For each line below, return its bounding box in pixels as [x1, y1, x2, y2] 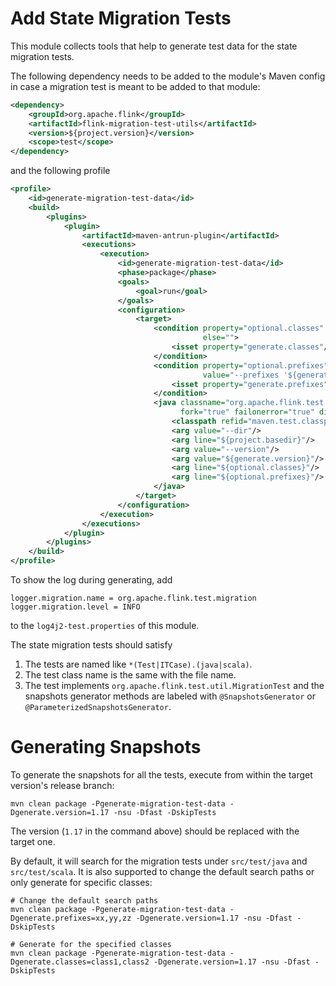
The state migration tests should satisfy [10, 639, 173, 651]
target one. [10, 836, 56, 847]
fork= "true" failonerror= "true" [180, 407, 315, 417]
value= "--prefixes [202, 370, 280, 380]
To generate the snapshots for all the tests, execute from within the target [10, 769, 313, 781]
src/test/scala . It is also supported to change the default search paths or [10, 866, 315, 877]
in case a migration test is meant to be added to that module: [10, 80, 261, 92]
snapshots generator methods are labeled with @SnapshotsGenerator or [24, 690, 316, 702]
